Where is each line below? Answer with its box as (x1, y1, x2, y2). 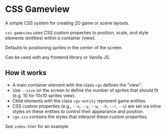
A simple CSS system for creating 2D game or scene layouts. (5, 20, 130, 26)
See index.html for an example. (5, 123, 69, 129)
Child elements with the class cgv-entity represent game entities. (12, 98, 147, 104)
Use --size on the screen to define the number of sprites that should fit (12, 87, 159, 93)
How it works (5, 69, 47, 77)
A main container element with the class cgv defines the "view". (12, 82, 142, 88)
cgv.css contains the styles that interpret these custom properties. (12, 114, 148, 120)
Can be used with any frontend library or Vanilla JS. (5, 54, 111, 60)
